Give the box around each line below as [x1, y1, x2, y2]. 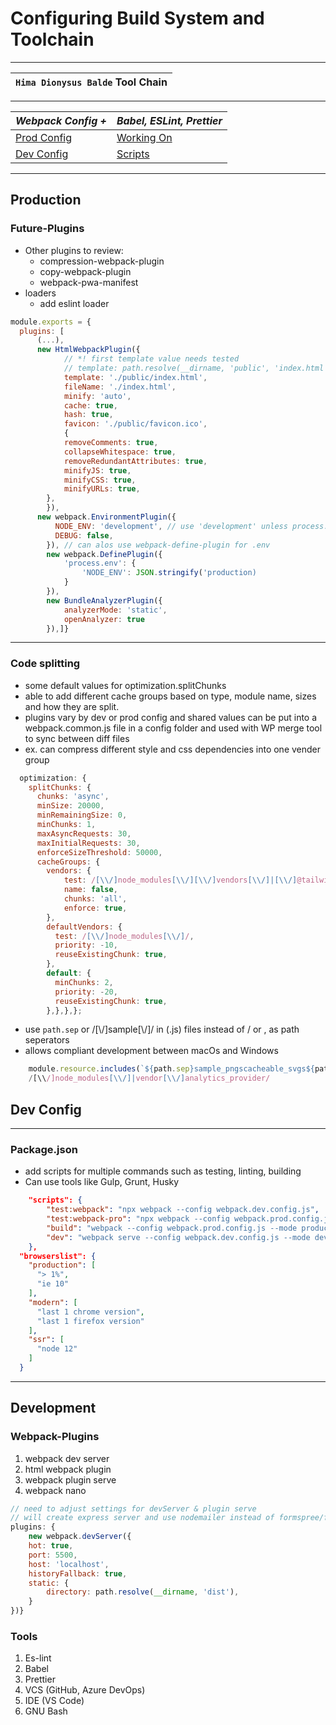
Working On [116, 130, 173, 144]
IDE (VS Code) [24, 1695, 85, 1707]
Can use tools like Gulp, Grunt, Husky [24, 1176, 180, 1188]
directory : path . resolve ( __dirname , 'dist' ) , [46, 1587, 240, 1597]
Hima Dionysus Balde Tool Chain [15, 75, 168, 89]
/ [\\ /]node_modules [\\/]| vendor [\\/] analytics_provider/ [28, 1073, 271, 1084]
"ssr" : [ [28, 1335, 65, 1345]
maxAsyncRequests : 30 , [36, 828, 132, 839]
